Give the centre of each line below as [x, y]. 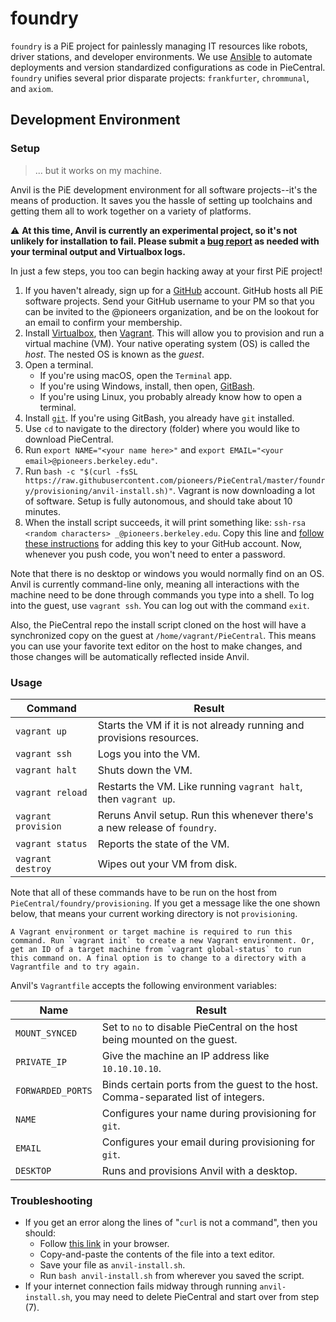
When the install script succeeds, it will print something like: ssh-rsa [165, 522]
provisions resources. [148, 737]
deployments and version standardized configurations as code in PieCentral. [168, 67]
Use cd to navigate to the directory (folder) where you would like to [162, 428]
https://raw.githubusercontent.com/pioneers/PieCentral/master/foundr [175, 480]
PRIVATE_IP [41, 1061]
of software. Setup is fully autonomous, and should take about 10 [158, 501]
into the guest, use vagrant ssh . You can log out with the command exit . [160, 605]
